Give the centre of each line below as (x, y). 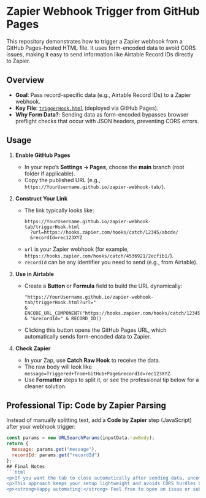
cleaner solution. (45, 386)
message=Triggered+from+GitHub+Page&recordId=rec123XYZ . (98, 373)
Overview (25, 80)
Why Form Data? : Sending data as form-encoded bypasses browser (102, 114)
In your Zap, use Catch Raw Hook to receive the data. (92, 360)
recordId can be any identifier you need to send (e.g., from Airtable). (111, 262)
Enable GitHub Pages (43, 155)
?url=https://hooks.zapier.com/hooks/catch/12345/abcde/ (104, 232)
